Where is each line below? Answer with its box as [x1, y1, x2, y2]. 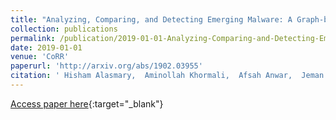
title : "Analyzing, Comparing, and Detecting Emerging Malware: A [10, 14, 293, 25]
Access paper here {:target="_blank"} [10, 97, 164, 110]
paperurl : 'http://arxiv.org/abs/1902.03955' [10, 61, 203, 71]
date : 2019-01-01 [10, 42, 83, 53]
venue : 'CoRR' [10, 52, 70, 62]
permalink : [10, 33, 56, 43]
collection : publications [10, 24, 118, 34]
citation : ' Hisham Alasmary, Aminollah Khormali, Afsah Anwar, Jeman [10, 71, 325, 81]
